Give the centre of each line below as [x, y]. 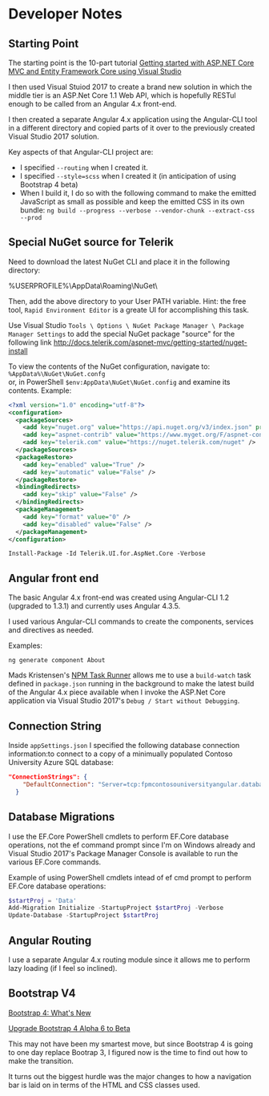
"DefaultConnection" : [58, 784]
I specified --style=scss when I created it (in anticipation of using [128, 176]
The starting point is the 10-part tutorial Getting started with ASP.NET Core [131, 63]
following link [30, 342]
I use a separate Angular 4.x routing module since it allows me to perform [129, 960]
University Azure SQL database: [61, 762]
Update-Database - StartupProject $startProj [84, 916]
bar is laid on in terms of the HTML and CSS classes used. [104, 1085]
